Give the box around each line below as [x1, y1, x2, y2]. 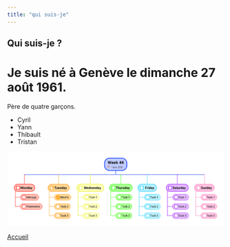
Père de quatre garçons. [7, 102, 76, 110]
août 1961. [7, 80, 67, 96]
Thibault [17, 130, 41, 138]
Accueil [7, 233, 29, 241]
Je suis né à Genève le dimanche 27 [7, 65, 216, 80]
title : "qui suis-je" [7, 11, 70, 18]
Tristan [17, 138, 38, 146]
